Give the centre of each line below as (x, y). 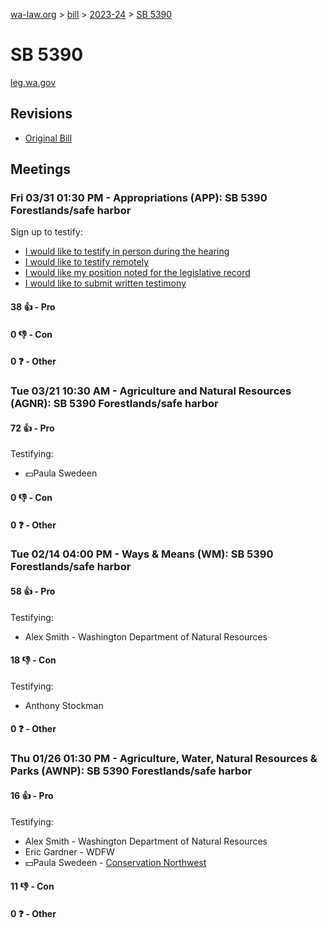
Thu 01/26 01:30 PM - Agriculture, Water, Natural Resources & (164, 759)
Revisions (41, 114)
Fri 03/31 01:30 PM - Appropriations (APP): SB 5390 (139, 198)
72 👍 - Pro (32, 428)
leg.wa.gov (33, 82)
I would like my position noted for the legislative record (137, 273)
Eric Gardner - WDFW (69, 851)
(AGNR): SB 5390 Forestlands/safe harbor (114, 404)
